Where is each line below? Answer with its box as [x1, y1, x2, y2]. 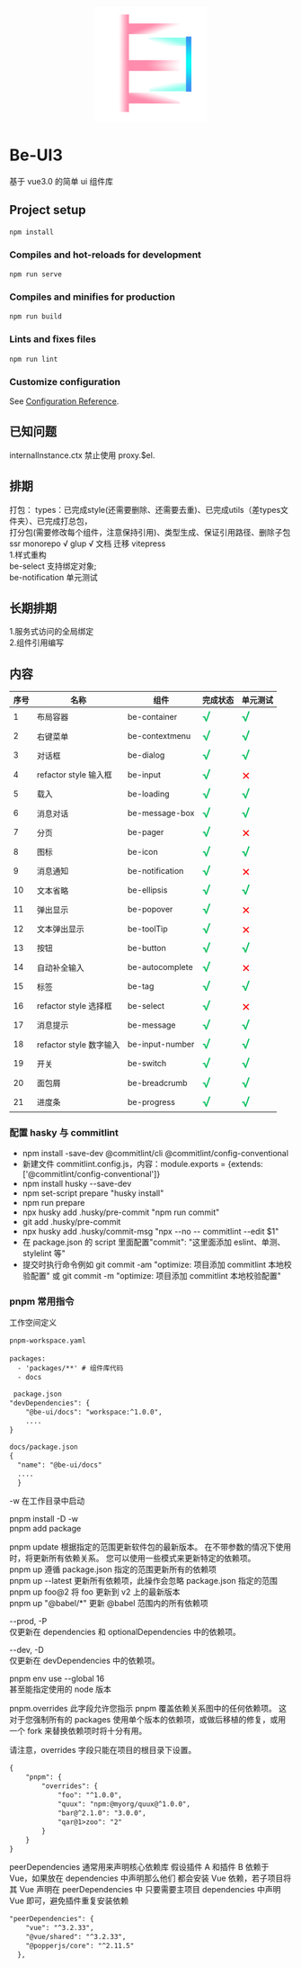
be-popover [127, 903, 173, 915]
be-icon [127, 846, 159, 857]
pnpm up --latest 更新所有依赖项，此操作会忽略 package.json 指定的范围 [9, 1576, 279, 1586]
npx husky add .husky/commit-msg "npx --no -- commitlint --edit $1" [22, 1226, 279, 1236]
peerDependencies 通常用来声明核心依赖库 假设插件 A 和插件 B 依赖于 [9, 1862, 270, 1873]
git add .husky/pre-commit [22, 1216, 121, 1227]
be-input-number [127, 1038, 195, 1050]
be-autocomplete [127, 962, 193, 973]
